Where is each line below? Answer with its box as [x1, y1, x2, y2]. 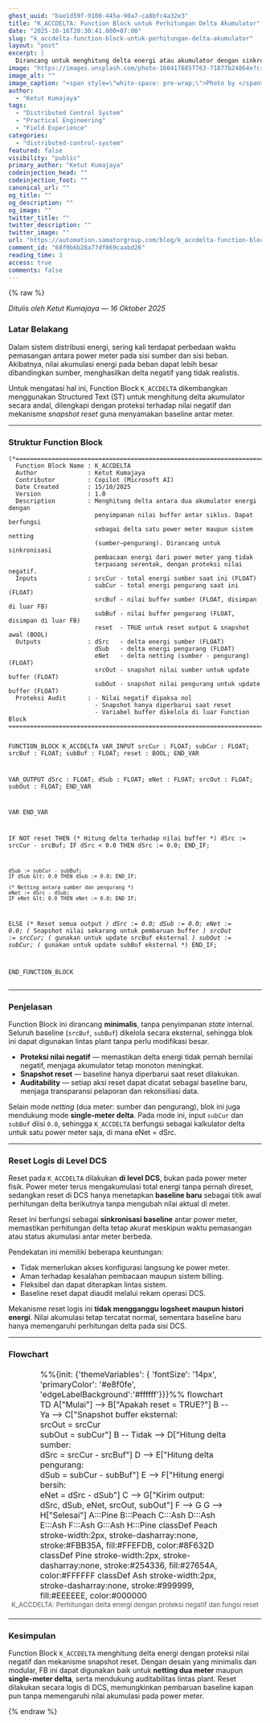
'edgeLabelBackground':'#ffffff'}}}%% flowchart [39, 1389, 223, 1400]
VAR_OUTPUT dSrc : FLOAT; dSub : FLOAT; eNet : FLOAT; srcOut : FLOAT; [8, 775, 253, 783]
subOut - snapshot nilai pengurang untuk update [94, 680, 261, 688]
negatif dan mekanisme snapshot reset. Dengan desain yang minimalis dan [8, 1657, 257, 1667]
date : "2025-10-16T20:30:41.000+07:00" [8, 27, 142, 35]
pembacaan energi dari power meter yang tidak [94, 553, 253, 561]
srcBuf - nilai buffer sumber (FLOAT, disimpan [94, 595, 257, 603]
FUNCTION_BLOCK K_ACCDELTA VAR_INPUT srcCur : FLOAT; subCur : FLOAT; [8, 742, 250, 750]
